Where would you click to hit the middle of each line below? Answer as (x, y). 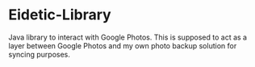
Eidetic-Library (60, 15)
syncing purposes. (39, 54)
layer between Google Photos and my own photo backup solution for (123, 45)
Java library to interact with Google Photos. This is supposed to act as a (128, 37)
